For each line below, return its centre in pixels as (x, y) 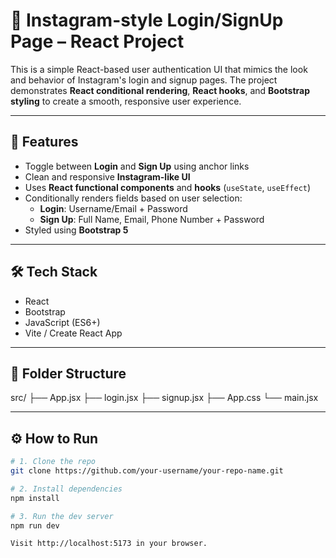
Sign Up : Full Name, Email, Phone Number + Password (152, 219)
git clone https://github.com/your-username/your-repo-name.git (147, 471)
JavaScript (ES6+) (62, 322)
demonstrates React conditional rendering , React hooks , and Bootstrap (160, 90)
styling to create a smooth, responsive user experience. (126, 101)
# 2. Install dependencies (66, 489)
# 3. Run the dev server (62, 516)
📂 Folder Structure (68, 373)
